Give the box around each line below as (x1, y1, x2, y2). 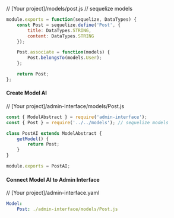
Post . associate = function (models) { (17, 49, 110, 55)
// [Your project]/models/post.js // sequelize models (6, 5, 132, 12)
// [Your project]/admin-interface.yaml (6, 189, 100, 197)
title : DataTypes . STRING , (27, 27, 92, 33)
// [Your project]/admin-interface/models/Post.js (6, 102, 125, 109)
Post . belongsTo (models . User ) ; (27, 55, 102, 61)
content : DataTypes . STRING (27, 33, 94, 39)
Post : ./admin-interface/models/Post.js (17, 206, 118, 213)
